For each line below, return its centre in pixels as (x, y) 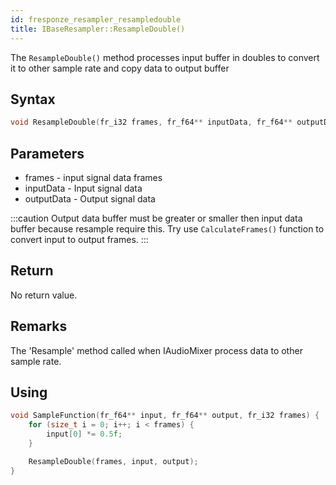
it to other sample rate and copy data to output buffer (120, 68)
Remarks (39, 326)
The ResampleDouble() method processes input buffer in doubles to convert (165, 57)
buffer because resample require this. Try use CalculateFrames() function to (167, 229)
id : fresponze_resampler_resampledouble (96, 19)
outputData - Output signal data (90, 199)
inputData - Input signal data (83, 188)
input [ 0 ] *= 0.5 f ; (84, 434)
